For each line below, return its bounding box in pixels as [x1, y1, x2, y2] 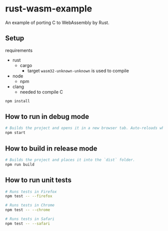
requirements [5, 47, 33, 53]
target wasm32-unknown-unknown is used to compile [27, 67, 129, 73]
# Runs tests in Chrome [5, 203, 55, 208]
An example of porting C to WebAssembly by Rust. [5, 19, 109, 25]
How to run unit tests [5, 176, 71, 184]
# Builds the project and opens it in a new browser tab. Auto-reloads [5, 125, 157, 130]
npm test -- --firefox [5, 193, 52, 199]
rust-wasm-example [5, 3, 92, 14]
